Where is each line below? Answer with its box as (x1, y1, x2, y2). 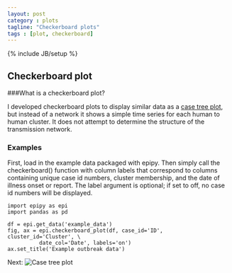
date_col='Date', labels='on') (38, 240, 132, 247)
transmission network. (7, 125, 72, 134)
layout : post (7, 10, 46, 18)
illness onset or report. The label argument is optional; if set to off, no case (7, 181, 226, 190)
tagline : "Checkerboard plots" (7, 23, 100, 30)
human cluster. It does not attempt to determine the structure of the (7, 117, 205, 126)
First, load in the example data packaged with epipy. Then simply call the (7, 158, 221, 167)
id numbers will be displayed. (7, 189, 93, 197)
